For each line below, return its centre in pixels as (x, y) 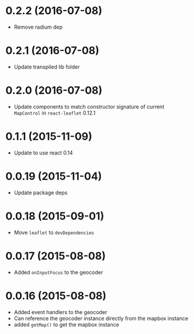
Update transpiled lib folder (47, 67)
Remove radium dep (38, 27)
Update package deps (41, 192)
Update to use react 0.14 (44, 153)
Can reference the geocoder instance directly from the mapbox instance (101, 318)
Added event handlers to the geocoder (60, 312)
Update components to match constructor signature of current (89, 106)
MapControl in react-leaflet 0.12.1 (55, 113)
